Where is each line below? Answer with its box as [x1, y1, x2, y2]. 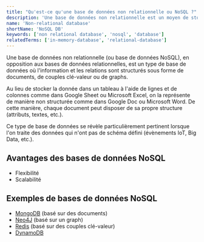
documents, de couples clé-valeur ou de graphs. [6, 74, 129, 80]
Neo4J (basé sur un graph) [15, 216, 84, 223]
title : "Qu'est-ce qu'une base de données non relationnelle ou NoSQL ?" [6, 9, 197, 15]
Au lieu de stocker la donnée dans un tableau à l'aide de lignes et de [6, 85, 177, 92]
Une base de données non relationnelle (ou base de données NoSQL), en [6, 54, 189, 61]
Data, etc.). [6, 136, 35, 143]
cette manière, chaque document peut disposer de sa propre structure [6, 105, 183, 111]
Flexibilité [15, 169, 39, 176]
